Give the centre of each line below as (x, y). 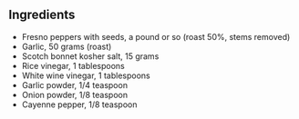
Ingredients (42, 15)
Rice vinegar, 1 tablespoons (73, 65)
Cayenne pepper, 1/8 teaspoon (79, 104)
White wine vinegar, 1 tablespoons (86, 75)
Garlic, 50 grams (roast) (67, 46)
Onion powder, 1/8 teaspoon (75, 94)
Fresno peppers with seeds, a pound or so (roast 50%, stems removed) (156, 36)
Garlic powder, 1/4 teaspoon (75, 84)
